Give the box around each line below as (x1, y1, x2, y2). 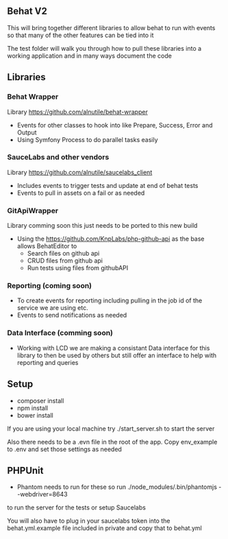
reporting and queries (16, 358, 79, 366)
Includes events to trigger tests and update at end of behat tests (16, 181, 199, 189)
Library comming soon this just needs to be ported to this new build (7, 221, 198, 230)
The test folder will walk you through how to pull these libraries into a (7, 44, 202, 52)
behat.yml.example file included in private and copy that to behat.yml (7, 524, 202, 532)
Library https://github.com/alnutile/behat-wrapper (7, 108, 149, 116)
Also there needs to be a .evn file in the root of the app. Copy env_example (7, 438, 218, 446)
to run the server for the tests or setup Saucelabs (7, 503, 146, 512)
